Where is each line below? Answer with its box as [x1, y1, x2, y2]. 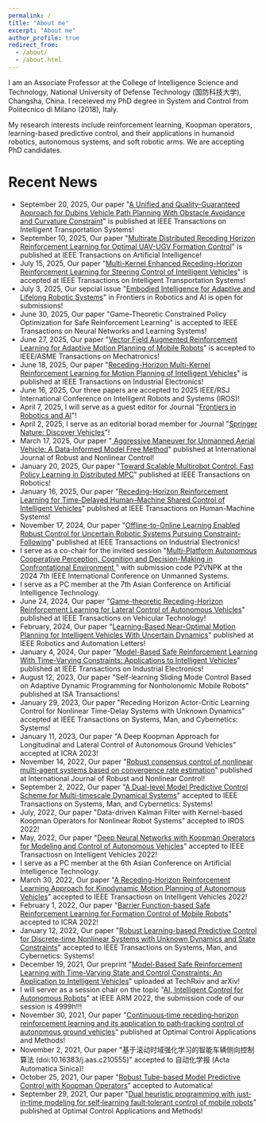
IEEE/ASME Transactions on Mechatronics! [19, 351, 160, 361]
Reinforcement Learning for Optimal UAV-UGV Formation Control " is [19, 242, 243, 251]
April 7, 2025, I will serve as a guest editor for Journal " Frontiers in [19, 402, 237, 412]
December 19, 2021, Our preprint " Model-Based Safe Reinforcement [19, 959, 243, 969]
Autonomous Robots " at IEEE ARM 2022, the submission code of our [19, 993, 245, 1002]
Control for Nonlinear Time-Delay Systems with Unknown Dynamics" [19, 706, 245, 715]
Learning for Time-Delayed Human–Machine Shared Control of [19, 494, 226, 505]
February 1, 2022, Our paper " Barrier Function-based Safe [19, 900, 210, 910]
